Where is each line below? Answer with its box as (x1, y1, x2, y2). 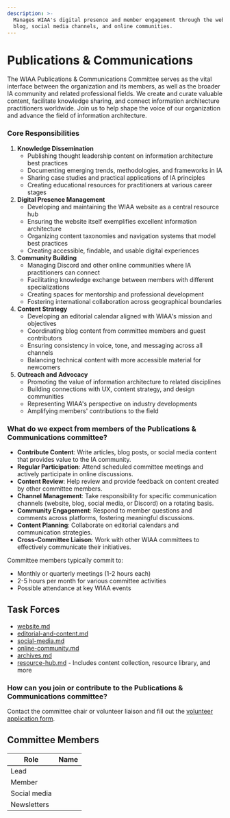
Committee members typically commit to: (7, 556, 123, 564)
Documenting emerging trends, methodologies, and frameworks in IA (27, 166, 222, 174)
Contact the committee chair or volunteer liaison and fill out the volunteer (7, 708, 214, 716)
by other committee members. (16, 484, 103, 493)
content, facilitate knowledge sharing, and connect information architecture (7, 97, 220, 105)
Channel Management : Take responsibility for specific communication (16, 491, 217, 500)
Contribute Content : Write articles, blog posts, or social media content (16, 447, 217, 456)
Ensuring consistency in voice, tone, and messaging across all (27, 341, 203, 349)
